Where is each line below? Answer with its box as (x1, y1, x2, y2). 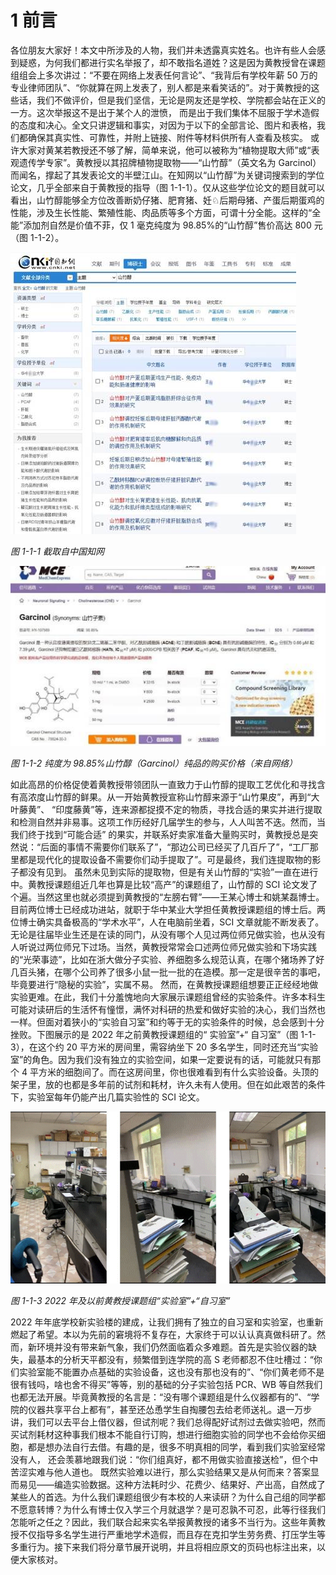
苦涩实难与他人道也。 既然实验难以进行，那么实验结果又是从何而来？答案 (10, 1466, 311, 1478)
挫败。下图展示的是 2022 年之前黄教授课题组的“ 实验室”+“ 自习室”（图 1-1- (10, 1029, 317, 1041)
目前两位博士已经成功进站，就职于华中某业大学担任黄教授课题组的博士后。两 (10, 904, 326, 916)
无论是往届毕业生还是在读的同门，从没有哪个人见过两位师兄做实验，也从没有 (10, 929, 326, 941)
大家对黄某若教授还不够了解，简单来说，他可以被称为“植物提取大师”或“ (18, 144, 312, 156)
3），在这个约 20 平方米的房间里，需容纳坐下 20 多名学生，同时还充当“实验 (10, 1041, 319, 1053)
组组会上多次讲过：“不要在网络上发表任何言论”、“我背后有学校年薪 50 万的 (10, 69, 318, 81)
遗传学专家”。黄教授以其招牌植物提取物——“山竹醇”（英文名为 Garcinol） (18, 156, 322, 168)
